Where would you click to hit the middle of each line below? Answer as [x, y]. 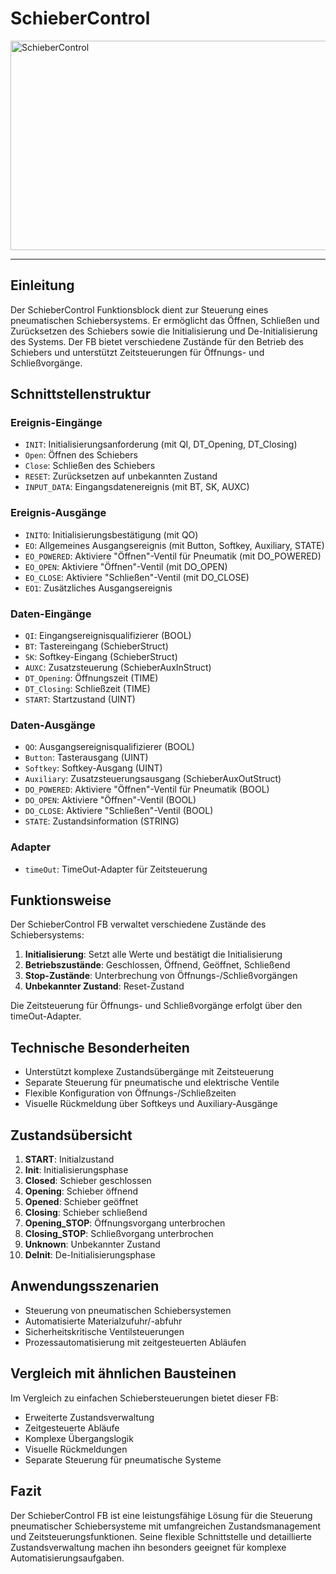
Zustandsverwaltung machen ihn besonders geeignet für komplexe [148, 1547]
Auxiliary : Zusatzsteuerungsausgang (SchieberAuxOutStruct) [153, 779]
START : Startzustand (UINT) [80, 699]
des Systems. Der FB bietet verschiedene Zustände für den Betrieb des [157, 341]
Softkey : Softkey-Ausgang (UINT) [93, 768]
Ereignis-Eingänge [56, 423]
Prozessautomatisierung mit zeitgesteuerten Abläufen [135, 1342]
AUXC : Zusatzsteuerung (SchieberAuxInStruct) [118, 668]
